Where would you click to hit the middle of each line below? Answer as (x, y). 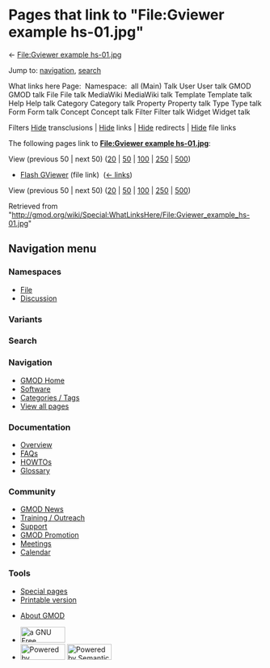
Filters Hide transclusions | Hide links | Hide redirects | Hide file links (122, 127)
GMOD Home (42, 380)
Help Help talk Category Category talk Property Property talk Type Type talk (135, 103)
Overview (36, 445)
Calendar (35, 552)
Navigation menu (53, 249)
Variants (25, 319)
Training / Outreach (53, 518)
